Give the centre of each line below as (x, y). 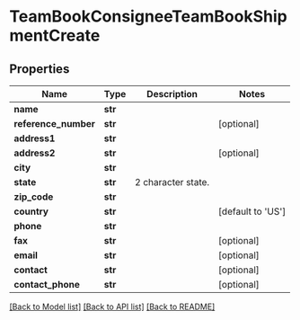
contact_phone (47, 284)
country (31, 211)
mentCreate (55, 36)
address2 (35, 153)
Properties (40, 69)
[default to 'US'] (252, 211)
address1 (35, 138)
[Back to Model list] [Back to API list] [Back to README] (112, 307)
